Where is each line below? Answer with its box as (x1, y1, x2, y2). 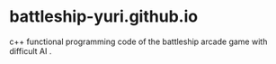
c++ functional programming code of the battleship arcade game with (9, 36, 268, 47)
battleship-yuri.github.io (9, 6, 199, 27)
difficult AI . (9, 45, 52, 56)
